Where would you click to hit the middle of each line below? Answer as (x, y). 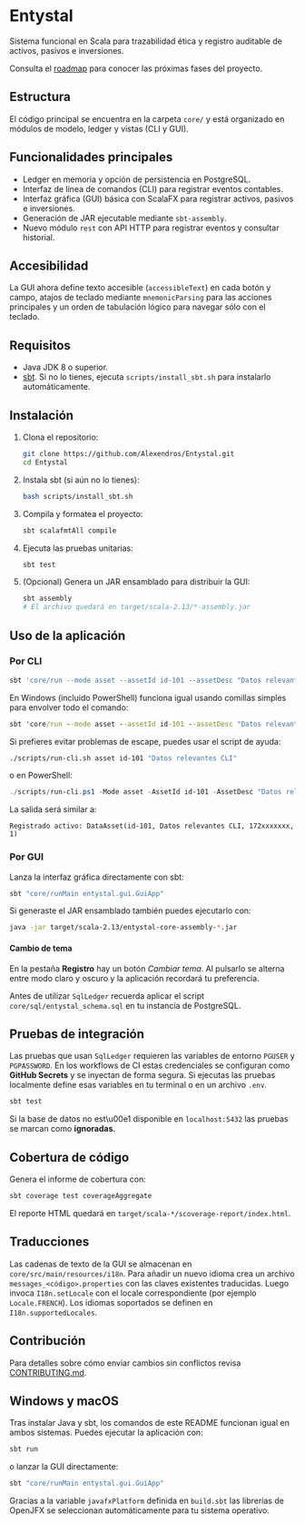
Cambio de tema (41, 948)
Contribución (48, 1341)
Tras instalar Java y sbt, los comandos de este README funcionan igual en (150, 1423)
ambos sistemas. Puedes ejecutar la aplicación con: (106, 1433)
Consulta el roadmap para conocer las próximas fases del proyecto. (136, 68)
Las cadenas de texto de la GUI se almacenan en (101, 1264)
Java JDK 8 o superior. (65, 367)
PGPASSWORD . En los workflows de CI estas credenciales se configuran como (150, 1065)
